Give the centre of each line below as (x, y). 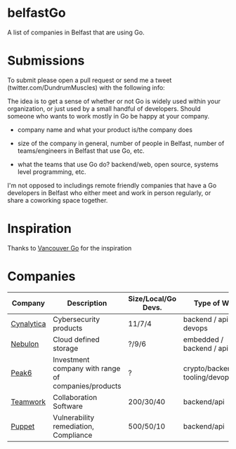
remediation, (73, 426)
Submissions (46, 61)
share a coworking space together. (58, 200)
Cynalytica (28, 323)
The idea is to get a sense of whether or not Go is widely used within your (114, 101)
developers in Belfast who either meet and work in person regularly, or (109, 193)
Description (87, 303)
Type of (207, 303)
